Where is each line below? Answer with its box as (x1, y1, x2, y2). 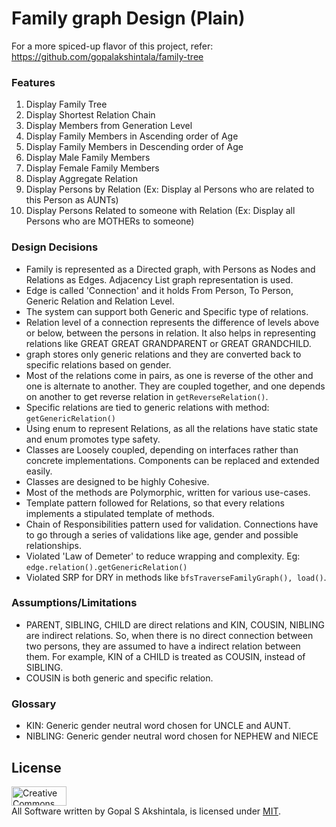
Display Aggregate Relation (25, 173, 138, 185)
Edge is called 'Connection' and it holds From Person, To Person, (25, 284, 294, 296)
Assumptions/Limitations (11, 596, 138, 610)
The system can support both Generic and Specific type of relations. (25, 305, 309, 317)
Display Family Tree (25, 98, 108, 111)
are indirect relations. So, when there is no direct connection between (25, 629, 314, 641)
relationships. (25, 539, 82, 551)
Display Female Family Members (25, 162, 160, 174)
